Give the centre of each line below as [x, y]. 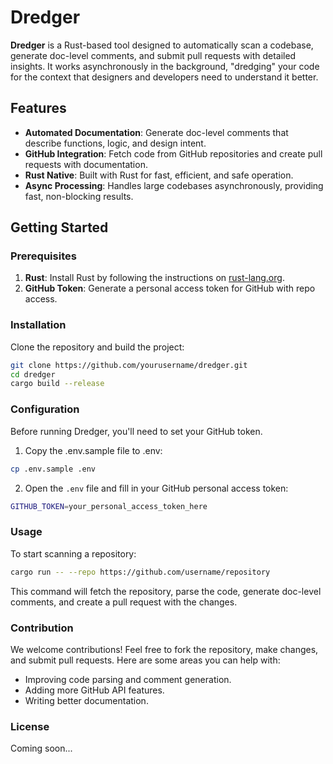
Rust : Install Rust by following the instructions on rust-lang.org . [154, 278]
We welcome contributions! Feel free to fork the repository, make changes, [164, 649]
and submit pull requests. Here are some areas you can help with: [145, 660]
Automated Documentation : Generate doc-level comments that [156, 132]
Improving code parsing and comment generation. [128, 679]
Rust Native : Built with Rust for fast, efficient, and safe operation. [159, 175]
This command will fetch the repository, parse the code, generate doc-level [166, 591]
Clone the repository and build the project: [97, 347]
